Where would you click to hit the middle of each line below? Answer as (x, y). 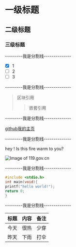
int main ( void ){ (21, 182)
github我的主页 (20, 129)
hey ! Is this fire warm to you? (34, 149)
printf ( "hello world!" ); (30, 186)
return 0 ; (15, 191)
